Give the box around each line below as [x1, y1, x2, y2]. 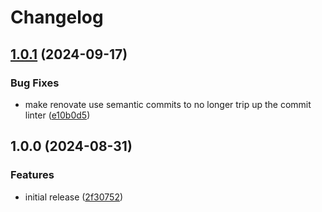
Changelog [10, 6, 104, 29]
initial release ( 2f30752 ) [24, 191, 124, 203]
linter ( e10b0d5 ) [24, 109, 91, 121]
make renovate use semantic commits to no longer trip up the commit [24, 98, 312, 110]
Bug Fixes [10, 76, 60, 90]
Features [10, 168, 55, 182]
